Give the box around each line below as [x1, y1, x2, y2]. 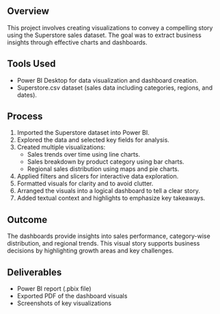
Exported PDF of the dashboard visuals [16, 292, 128, 300]
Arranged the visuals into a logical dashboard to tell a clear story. [16, 187, 200, 195]
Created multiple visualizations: [16, 143, 106, 151]
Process [7, 111, 43, 122]
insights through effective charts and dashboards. [7, 38, 148, 47]
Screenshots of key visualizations [16, 299, 112, 307]
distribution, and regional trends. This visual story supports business [7, 239, 200, 248]
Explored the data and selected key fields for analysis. [16, 136, 169, 144]
